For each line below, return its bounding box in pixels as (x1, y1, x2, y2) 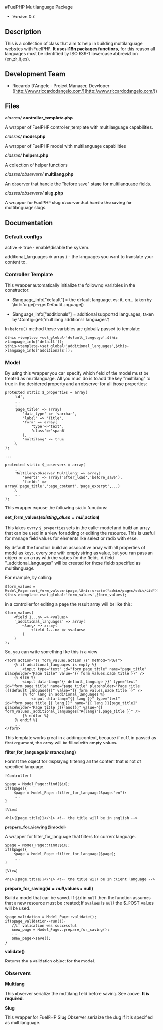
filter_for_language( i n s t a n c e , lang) (5, 749, 76, 755)
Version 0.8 (12, 14, 35, 19)
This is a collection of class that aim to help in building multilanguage (5, 40, 143, 46)
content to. (5, 259, 27, 265)
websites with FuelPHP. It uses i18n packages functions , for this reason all (5, 46, 155, 51)
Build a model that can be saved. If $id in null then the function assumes (5, 895, 151, 900)
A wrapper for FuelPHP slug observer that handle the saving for (5, 200, 132, 205)
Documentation (5, 219, 53, 227)
